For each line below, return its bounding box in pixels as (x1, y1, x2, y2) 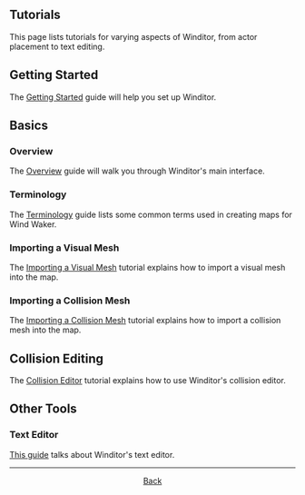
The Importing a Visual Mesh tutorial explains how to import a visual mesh (9, 262, 286, 272)
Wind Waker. (9, 218, 57, 230)
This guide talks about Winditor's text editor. (9, 449, 175, 460)
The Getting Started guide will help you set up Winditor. (9, 91, 217, 103)
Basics (9, 118, 48, 134)
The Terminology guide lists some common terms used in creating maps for (9, 209, 293, 220)
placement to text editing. (9, 41, 105, 52)
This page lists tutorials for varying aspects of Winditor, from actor (9, 31, 258, 42)
